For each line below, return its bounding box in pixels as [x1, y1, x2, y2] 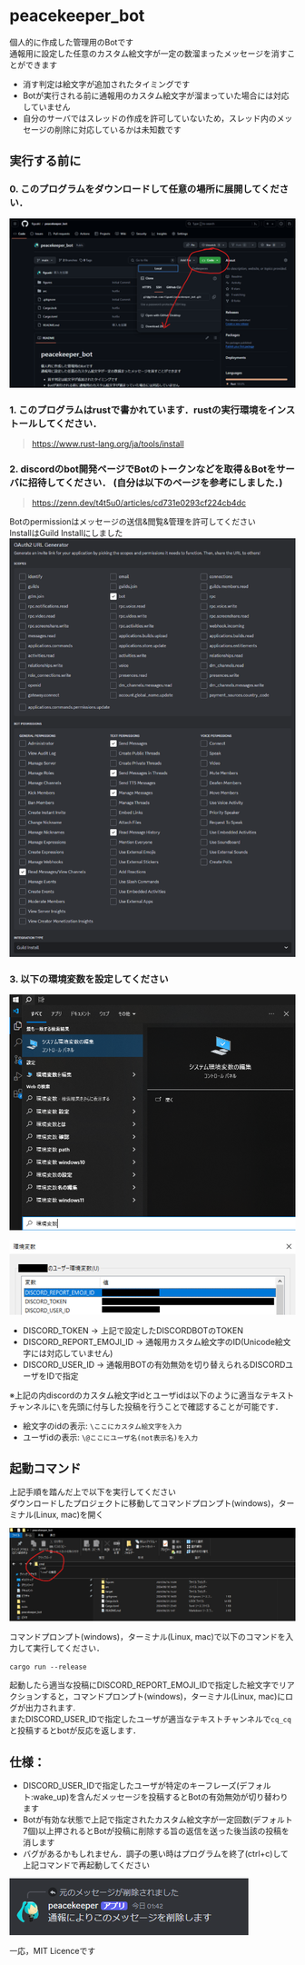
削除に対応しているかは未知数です [54, 124, 182, 135]
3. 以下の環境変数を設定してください [9, 973, 169, 985]
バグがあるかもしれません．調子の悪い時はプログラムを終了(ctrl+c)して [22, 1849, 289, 1860]
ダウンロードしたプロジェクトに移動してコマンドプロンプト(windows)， [9, 1498, 280, 1509]
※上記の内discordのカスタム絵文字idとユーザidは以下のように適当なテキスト [9, 1390, 295, 1401]
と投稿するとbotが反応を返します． [9, 1725, 141, 1736]
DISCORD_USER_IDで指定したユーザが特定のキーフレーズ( [22, 1780, 240, 1791]
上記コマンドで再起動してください [22, 1860, 150, 1870]
